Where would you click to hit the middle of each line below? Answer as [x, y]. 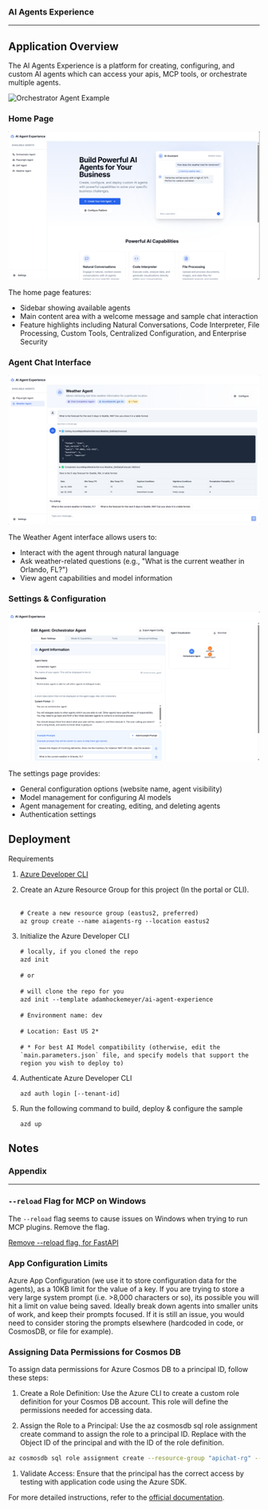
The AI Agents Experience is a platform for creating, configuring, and [122, 65]
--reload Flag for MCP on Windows [77, 1201]
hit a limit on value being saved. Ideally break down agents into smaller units [133, 1306]
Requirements [31, 858]
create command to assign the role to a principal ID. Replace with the [133, 1434]
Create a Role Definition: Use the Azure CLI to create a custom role [129, 1394]
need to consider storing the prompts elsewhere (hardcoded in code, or [126, 1323]
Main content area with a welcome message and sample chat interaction [139, 317]
